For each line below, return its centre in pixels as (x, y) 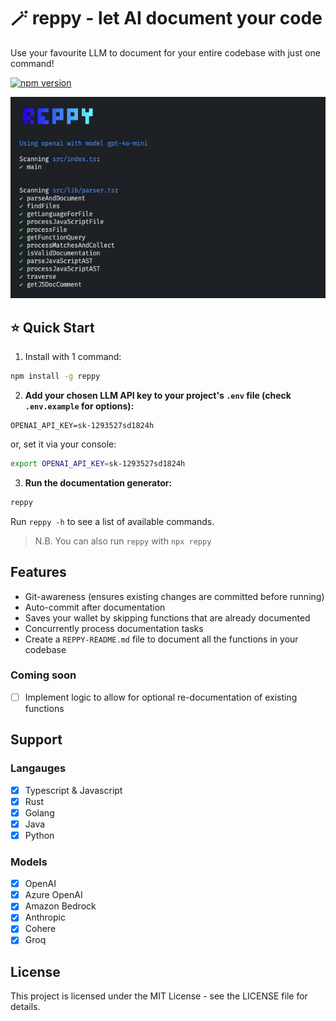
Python (39, 835)
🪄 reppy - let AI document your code (166, 18)
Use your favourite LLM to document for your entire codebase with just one (165, 52)
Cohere (40, 929)
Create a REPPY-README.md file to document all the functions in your (161, 639)
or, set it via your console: (63, 444)
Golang (39, 812)
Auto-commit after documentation (95, 607)
